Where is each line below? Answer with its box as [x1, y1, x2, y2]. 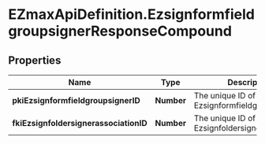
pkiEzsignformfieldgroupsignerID [12, 95, 140, 105]
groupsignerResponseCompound [8, 22, 233, 40]
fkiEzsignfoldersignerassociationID [12, 118, 147, 128]
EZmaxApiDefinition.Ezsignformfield [8, 6, 255, 24]
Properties [8, 54, 62, 67]
